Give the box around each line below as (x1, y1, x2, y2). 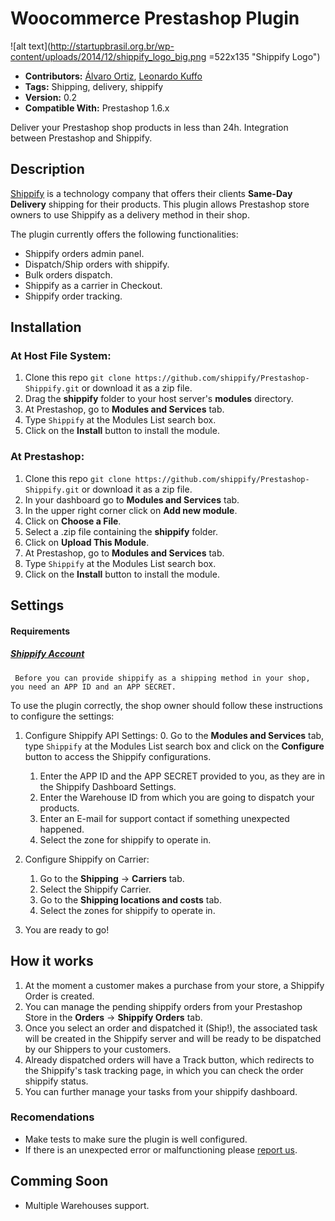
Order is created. (24, 990, 95, 1002)
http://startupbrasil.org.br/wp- (50, 40, 175, 52)
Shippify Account (10, 648, 85, 660)
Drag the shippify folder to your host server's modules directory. (24, 393, 294, 405)
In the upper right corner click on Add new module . (24, 504, 238, 516)
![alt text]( (10, 40, 52, 52)
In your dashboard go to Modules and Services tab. (24, 493, 240, 506)
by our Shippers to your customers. (24, 1043, 172, 1055)
